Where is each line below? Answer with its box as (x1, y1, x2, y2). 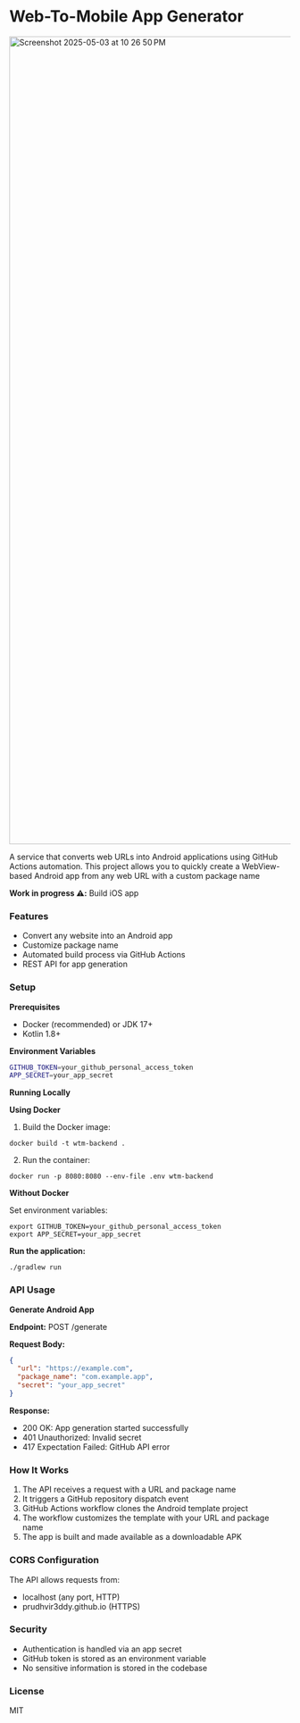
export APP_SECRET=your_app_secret (9, 1230, 142, 1239)
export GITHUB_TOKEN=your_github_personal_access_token (9, 1222, 221, 1232)
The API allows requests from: (9, 1574, 121, 1585)
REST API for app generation (21, 958, 128, 970)
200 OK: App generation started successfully (21, 1422, 189, 1433)
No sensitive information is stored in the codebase (21, 1662, 208, 1673)
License (9, 1685, 45, 1697)
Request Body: (9, 1338, 65, 1350)
